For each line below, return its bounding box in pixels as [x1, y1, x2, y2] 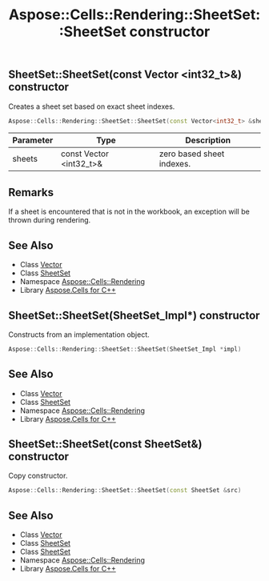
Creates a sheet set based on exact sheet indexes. [8, 102, 175, 111]
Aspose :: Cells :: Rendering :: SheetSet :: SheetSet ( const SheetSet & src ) [8, 487, 242, 495]
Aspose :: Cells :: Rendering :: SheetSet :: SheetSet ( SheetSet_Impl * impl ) [8, 345, 242, 353]
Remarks [8, 186, 54, 199]
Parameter [12, 134, 54, 146]
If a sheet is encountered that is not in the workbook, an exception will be [8, 206, 250, 217]
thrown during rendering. [8, 215, 91, 225]
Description [185, 134, 231, 146]
